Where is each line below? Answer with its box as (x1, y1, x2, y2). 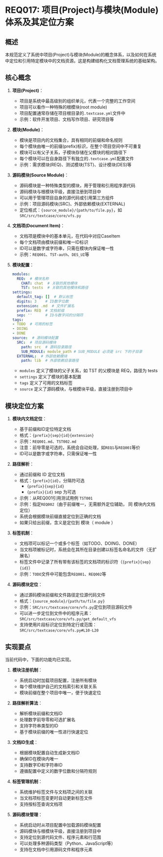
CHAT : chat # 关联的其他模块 (21, 280, 77, 286)
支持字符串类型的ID (19, 723, 59, 729)
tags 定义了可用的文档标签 (19, 380, 73, 386)
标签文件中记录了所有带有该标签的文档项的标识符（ (19, 559, 123, 565)
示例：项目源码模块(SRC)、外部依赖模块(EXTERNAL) (19, 201, 126, 206)
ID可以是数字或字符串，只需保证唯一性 (19, 451, 97, 456)
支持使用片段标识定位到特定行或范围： (19, 622, 97, 628)
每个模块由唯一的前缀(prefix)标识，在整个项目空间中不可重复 (19, 143, 142, 149)
